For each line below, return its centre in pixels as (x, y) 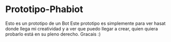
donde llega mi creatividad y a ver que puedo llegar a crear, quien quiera (82, 28)
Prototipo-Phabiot (44, 9)
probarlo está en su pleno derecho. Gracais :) (53, 34)
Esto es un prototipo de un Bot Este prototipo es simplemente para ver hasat (86, 23)
